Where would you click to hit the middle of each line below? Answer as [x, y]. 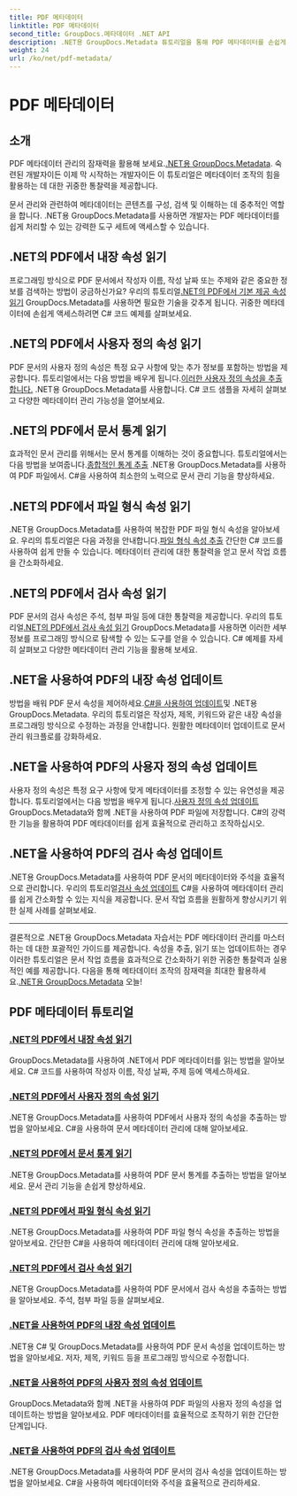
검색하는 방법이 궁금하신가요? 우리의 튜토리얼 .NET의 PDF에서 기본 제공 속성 [156, 291]
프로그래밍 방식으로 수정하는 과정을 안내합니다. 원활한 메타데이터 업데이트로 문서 [147, 725]
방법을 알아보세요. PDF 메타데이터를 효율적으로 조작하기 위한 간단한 [163, 1415]
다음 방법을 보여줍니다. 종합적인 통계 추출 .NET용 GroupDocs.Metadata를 [136, 465]
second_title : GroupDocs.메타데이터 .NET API [90, 34]
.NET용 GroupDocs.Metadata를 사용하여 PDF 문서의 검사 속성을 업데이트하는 [144, 1472]
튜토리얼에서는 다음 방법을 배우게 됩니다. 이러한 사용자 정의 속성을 [154, 378]
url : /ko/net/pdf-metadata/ [61, 58]
